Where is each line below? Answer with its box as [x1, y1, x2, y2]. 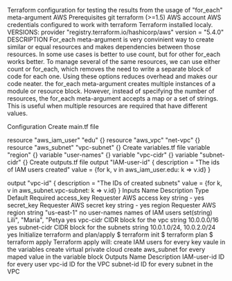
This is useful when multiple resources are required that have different [7, 102, 208, 110]
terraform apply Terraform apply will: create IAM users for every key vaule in [7, 238, 226, 246]
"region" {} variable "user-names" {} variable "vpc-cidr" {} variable [7, 151, 199, 159]
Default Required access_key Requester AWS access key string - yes [7, 194, 204, 202]
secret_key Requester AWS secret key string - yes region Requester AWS [7, 201, 216, 209]
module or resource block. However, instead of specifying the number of [7, 87, 215, 95]
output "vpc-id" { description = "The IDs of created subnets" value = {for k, [7, 179, 223, 187]
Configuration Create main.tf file [7, 123, 99, 130]
